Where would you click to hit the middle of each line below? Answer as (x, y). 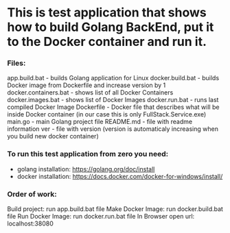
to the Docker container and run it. (107, 42)
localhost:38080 (30, 223)
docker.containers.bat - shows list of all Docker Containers (90, 93)
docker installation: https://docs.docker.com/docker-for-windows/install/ (120, 176)
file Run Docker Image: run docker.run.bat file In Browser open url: (101, 217)
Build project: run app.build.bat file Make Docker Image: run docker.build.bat (115, 209)
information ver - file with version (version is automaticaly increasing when (113, 129)
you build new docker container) (53, 136)
